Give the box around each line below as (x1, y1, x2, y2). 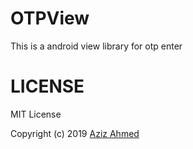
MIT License (10, 108, 62, 120)
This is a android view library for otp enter (10, 40, 183, 52)
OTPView (10, 7, 90, 30)
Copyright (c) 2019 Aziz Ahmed (10, 127, 140, 139)
